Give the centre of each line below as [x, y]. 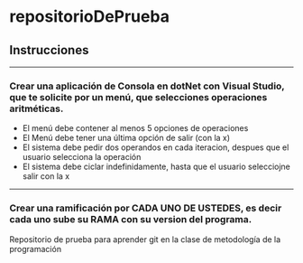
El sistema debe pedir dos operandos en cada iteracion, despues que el [156, 147]
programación [35, 249]
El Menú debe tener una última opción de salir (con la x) [126, 138]
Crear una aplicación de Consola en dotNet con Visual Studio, [147, 86]
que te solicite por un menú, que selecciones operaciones [138, 97]
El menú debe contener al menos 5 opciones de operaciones [135, 128]
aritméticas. [37, 108]
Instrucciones [49, 50]
